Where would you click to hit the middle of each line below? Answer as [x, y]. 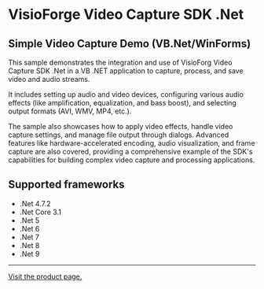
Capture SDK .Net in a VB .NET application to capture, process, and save [126, 71]
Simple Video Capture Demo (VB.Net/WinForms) [130, 44]
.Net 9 [29, 254]
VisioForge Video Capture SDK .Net [126, 15]
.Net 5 [29, 220]
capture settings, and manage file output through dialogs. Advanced [119, 135]
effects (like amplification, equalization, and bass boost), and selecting [123, 103]
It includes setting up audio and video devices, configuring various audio [126, 94]
